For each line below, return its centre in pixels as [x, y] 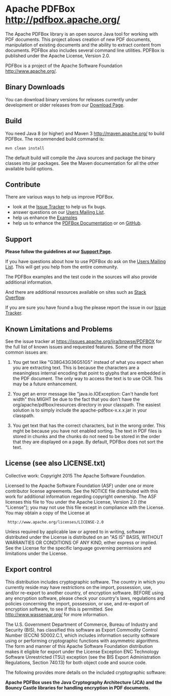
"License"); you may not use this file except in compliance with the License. [85, 507]
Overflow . [16, 298]
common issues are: [27, 352]
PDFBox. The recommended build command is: [55, 139]
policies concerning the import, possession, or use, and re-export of [77, 603]
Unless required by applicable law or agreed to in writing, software [75, 531]
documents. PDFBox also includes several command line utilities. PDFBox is [85, 50]
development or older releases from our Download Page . [65, 105]
